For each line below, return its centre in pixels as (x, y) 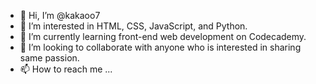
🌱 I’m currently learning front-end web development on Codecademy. (163, 36)
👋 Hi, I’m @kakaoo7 (60, 15)
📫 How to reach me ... (66, 69)
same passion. (49, 58)
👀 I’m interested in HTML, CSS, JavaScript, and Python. (133, 26)
